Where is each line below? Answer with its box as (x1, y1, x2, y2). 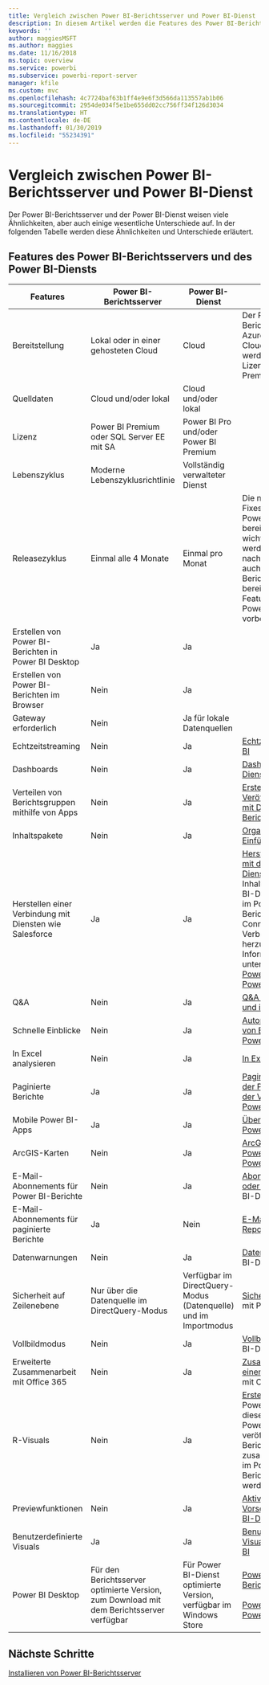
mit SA (90, 441, 116, 452)
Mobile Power (12, 1114, 64, 1126)
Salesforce (12, 929, 54, 940)
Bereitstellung (12, 340, 65, 351)
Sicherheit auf (12, 1290, 66, 1302)
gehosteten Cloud (90, 345, 159, 356)
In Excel (12, 1048, 42, 1059)
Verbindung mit (12, 909, 70, 920)
